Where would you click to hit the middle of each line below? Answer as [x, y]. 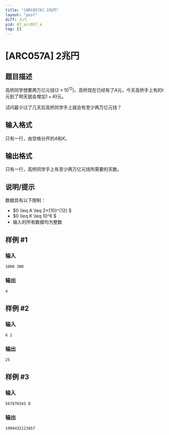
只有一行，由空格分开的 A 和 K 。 [38, 138]
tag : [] [14, 29]
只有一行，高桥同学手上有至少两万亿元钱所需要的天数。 [63, 169]
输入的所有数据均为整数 [37, 222]
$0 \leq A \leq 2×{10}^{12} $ [42, 211]
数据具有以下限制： [26, 200]
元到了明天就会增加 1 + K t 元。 [36, 96]
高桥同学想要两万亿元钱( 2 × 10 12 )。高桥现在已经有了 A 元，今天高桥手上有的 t [84, 89]
